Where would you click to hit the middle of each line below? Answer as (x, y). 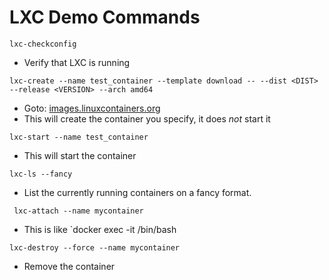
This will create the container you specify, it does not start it (147, 118)
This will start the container (80, 155)
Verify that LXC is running (77, 62)
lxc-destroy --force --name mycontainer (95, 247)
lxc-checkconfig (43, 44)
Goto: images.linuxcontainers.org (92, 108)
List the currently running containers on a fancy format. (137, 192)
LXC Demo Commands (105, 17)
